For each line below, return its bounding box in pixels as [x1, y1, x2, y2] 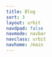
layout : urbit [6, 20, 41, 26]
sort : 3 [6, 14, 25, 20]
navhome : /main [6, 42, 44, 48]
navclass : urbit [6, 36, 46, 42]
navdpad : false [6, 25, 44, 31]
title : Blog [6, 8, 35, 15]
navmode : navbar [6, 31, 46, 37]
